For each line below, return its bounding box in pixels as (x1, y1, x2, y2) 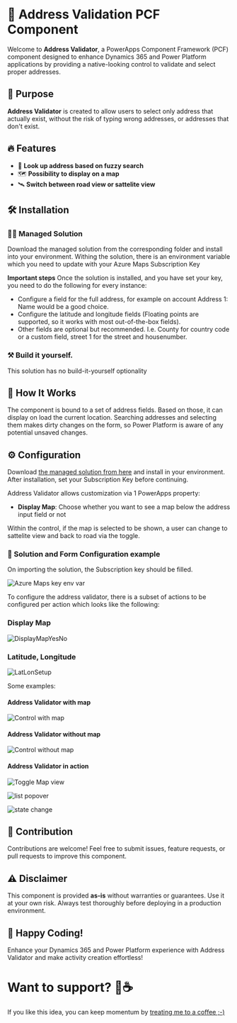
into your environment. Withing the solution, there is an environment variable (7, 252, 231, 261)
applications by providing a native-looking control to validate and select (7, 60, 216, 68)
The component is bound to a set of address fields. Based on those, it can (7, 406, 223, 414)
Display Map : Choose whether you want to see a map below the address (17, 503, 231, 511)
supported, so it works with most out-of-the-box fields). (17, 318, 181, 326)
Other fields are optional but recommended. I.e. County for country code (17, 325, 230, 334)
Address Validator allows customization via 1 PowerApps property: (7, 489, 200, 498)
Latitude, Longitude (7, 652, 76, 661)
